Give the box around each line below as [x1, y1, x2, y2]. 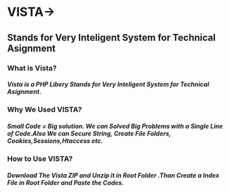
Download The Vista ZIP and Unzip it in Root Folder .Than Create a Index [7, 171, 220, 180]
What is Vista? [7, 63, 57, 73]
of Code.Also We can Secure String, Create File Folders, [7, 129, 171, 138]
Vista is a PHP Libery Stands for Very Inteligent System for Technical [7, 80, 209, 88]
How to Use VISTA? [7, 154, 73, 164]
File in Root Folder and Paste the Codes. [7, 179, 124, 187]
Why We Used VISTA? [7, 105, 82, 115]
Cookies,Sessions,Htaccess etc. [7, 137, 104, 145]
